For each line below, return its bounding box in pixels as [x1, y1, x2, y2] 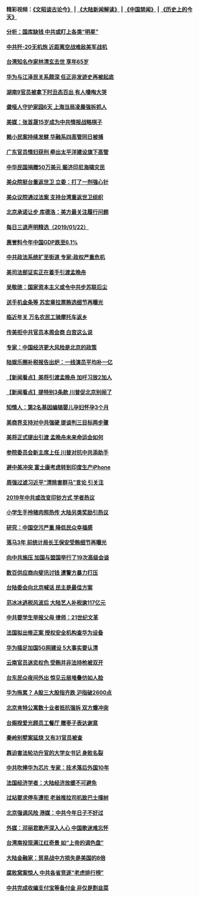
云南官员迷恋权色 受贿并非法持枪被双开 [6, 659, 104, 666]
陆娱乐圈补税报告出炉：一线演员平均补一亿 [6, 359, 113, 366]
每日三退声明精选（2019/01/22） [6, 223, 89, 231]
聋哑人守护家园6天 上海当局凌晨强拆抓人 [6, 103, 107, 110]
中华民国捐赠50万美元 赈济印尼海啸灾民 [6, 163, 105, 171]
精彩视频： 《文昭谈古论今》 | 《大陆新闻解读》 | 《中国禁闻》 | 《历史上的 [6, 5, 187, 13]
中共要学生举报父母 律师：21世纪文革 [6, 614, 99, 621]
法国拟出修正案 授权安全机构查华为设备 [6, 629, 104, 636]
